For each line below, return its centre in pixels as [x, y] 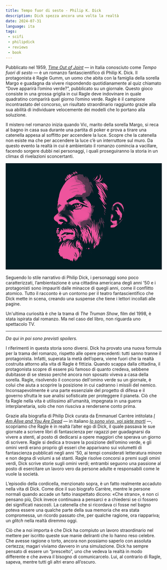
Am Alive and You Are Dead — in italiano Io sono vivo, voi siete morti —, [79, 421]
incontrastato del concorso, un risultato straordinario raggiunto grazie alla [81, 104]
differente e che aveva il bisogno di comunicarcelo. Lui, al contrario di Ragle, [83, 557]
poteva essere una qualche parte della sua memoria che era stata [73, 510]
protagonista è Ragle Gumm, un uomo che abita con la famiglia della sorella [83, 78]
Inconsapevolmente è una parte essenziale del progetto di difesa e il [75, 390]
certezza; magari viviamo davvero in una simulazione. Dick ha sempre [77, 546]
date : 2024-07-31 [24, 21]
